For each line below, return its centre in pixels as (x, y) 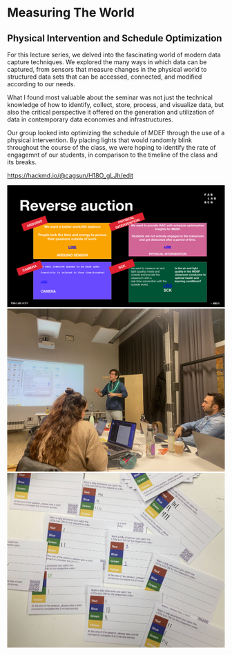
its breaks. (22, 162)
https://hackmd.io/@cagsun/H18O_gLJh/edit (70, 175)
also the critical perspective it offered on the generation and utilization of (111, 112)
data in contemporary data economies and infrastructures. (90, 119)
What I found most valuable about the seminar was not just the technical (110, 97)
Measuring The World (71, 13)
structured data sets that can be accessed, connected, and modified (105, 77)
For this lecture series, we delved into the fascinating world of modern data (114, 55)
